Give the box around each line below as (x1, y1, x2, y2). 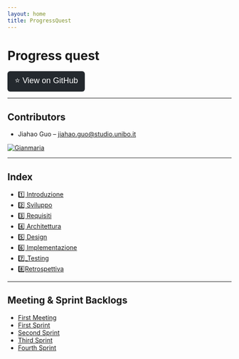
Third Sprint (17, 336, 53, 344)
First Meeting (17, 313, 57, 321)
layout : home (7, 10, 46, 18)
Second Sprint (17, 328, 60, 337)
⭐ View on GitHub (14, 76, 78, 86)
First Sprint (17, 321, 51, 329)
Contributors (7, 111, 66, 123)
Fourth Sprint (17, 343, 57, 352)
